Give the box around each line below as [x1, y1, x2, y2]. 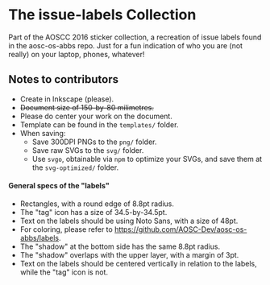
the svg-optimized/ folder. [31, 163, 119, 172]
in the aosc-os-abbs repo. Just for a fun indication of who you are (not [8, 40, 243, 50]
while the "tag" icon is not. [19, 267, 109, 277]
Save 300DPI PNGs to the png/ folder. [31, 137, 157, 147]
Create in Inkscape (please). [19, 94, 114, 104]
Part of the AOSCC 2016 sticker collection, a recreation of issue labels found [8, 32, 262, 42]
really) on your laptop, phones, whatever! [8, 49, 145, 59]
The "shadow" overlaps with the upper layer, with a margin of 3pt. [19, 250, 239, 259]
